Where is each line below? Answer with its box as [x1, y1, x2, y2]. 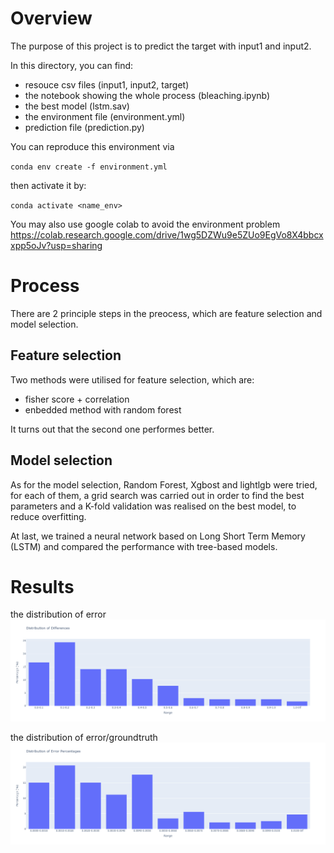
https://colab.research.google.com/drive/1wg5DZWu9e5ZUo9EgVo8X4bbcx [10, 228, 324, 241]
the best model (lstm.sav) [24, 100, 130, 112]
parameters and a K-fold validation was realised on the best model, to [10, 500, 297, 512]
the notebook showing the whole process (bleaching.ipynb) [24, 89, 271, 101]
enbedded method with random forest [24, 403, 182, 416]
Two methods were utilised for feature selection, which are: [10, 373, 255, 386]
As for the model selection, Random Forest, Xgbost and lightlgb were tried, [10, 478, 318, 491]
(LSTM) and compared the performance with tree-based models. [10, 540, 278, 552]
